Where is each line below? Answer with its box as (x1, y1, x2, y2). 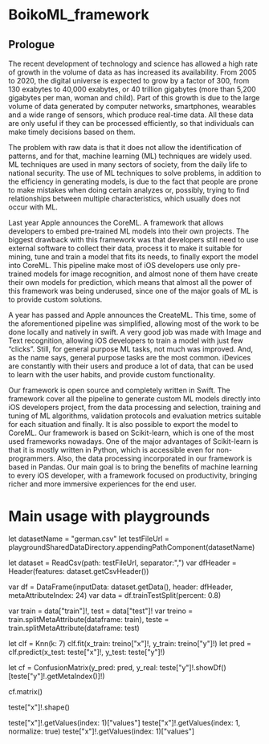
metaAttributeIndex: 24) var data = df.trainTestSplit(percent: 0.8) (8, 590, 222, 600)
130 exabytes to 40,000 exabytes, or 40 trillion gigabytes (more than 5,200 (8, 84, 257, 94)
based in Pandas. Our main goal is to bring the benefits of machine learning (8, 462, 259, 471)
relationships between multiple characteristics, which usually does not (8, 194, 241, 203)
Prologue (8, 38, 55, 51)
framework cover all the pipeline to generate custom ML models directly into (8, 394, 261, 403)
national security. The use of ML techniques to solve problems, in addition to (8, 169, 262, 177)
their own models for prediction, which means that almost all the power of (8, 278, 253, 287)
